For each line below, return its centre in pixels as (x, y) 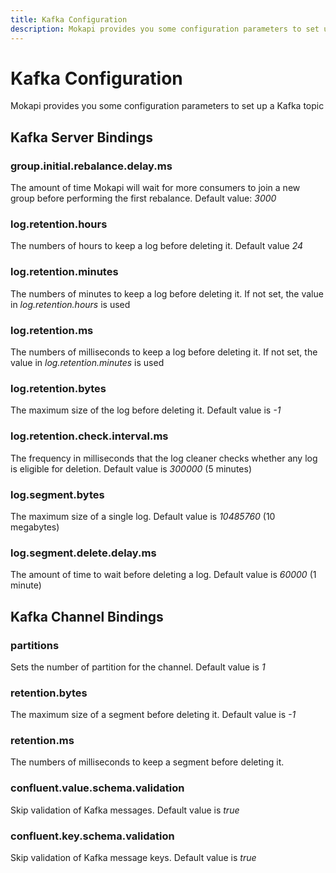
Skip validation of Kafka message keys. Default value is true (133, 858)
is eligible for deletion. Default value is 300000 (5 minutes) (131, 468)
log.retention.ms (52, 330)
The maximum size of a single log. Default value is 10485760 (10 (143, 516)
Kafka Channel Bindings (87, 616)
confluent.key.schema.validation (92, 836)
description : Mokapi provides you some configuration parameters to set (165, 29)
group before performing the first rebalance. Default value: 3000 (143, 198)
